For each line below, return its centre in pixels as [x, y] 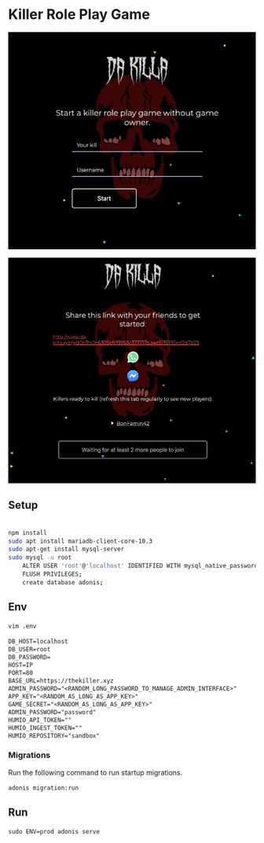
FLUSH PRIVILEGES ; [52, 574]
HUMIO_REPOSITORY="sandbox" [54, 736]
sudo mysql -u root [40, 558]
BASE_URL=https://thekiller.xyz [61, 681]
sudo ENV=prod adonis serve [54, 831]
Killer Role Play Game [79, 15]
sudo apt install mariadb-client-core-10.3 [81, 541]
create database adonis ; [63, 582]
